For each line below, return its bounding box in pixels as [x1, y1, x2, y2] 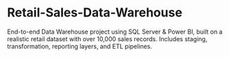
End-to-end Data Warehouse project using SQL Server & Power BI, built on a [7, 27, 223, 36]
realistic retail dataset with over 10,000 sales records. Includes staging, [7, 34, 208, 43]
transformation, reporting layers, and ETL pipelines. [7, 42, 152, 50]
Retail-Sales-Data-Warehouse [7, 5, 183, 21]
